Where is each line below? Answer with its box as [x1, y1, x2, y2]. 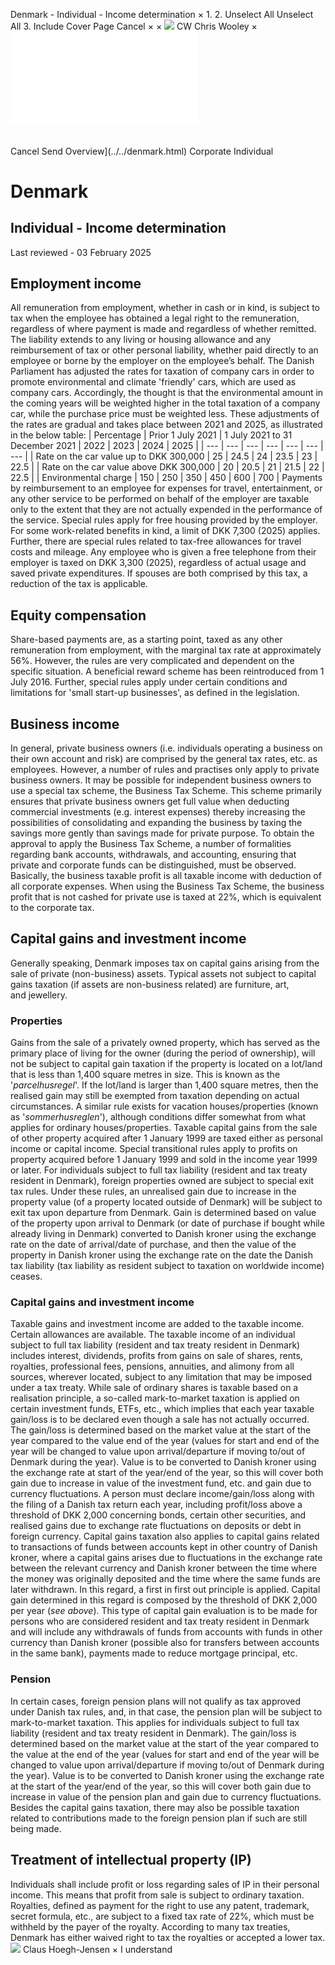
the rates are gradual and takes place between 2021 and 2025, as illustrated [10, 419, 323, 431]
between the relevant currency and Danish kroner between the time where [10, 1562, 318, 1574]
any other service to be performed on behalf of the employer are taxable [10, 493, 310, 505]
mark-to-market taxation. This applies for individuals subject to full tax [10, 1716, 300, 1728]
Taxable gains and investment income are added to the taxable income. [10, 1318, 305, 1330]
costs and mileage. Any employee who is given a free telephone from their [10, 546, 317, 558]
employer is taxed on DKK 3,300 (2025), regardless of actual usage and [10, 557, 307, 569]
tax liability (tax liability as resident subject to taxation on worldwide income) [10, 1260, 325, 1272]
